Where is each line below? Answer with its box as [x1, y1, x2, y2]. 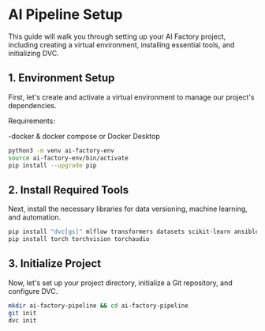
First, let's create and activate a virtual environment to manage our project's [8, 92, 255, 102]
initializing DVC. [8, 48, 59, 58]
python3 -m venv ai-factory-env [8, 146, 114, 155]
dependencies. [8, 100, 57, 110]
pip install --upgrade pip [8, 161, 97, 169]
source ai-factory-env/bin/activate [8, 154, 129, 162]
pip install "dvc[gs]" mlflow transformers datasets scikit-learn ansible [8, 228, 259, 236]
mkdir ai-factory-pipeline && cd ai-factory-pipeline [8, 302, 189, 310]
